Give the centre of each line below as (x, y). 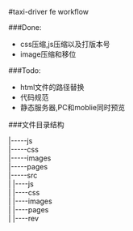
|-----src (23, 175)
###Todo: (25, 71)
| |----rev (23, 218)
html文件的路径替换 (52, 87)
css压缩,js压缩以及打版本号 (65, 44)
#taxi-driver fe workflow (48, 12)
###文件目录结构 (36, 124)
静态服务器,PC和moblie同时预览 (73, 107)
